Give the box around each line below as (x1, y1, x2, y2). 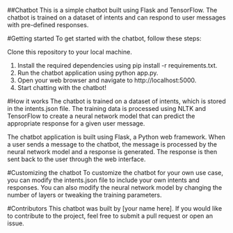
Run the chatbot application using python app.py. (17, 69, 159, 77)
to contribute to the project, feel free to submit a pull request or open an (7, 212, 214, 220)
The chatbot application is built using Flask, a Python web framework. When (7, 133, 226, 141)
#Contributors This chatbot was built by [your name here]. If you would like (7, 204, 223, 212)
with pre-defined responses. (7, 21, 89, 29)
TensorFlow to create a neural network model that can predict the (7, 112, 195, 120)
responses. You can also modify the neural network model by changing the (7, 183, 223, 191)
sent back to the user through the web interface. (7, 155, 146, 163)
